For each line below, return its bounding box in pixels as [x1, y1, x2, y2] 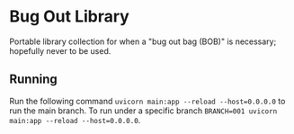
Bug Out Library [9, 6, 130, 27]
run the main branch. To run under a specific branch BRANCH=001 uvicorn [9, 105, 278, 116]
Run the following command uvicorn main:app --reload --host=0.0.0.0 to [9, 95, 286, 106]
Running [9, 72, 58, 87]
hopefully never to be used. [9, 45, 111, 56]
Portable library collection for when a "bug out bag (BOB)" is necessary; [9, 36, 277, 47]
